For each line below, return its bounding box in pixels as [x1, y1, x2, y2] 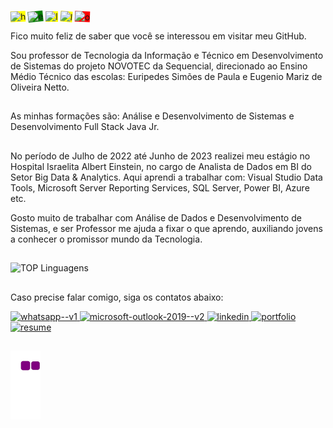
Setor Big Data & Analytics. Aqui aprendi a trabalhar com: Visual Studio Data [10, 171, 323, 183]
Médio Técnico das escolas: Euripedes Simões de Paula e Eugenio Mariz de [10, 71, 323, 82]
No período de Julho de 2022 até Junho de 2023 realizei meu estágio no [10, 150, 311, 162]
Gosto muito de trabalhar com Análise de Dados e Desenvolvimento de [10, 211, 302, 224]
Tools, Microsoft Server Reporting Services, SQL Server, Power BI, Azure [10, 181, 310, 194]
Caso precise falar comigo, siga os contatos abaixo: [10, 291, 224, 303]
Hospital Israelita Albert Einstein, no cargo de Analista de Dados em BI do [10, 160, 312, 172]
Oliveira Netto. [10, 81, 70, 93]
